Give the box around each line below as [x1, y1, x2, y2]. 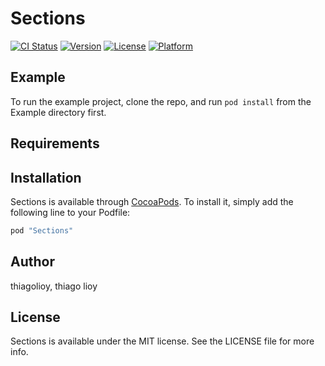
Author [10, 253, 55, 271]
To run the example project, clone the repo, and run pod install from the [10, 95, 312, 107]
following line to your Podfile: [10, 206, 131, 218]
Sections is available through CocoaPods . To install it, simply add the [10, 195, 294, 207]
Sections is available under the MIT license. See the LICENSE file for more [10, 335, 315, 347]
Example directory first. [10, 106, 107, 118]
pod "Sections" [10, 225, 74, 236]
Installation [10, 169, 82, 186]
